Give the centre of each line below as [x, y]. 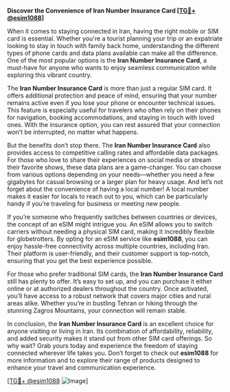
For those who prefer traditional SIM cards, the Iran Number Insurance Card [115, 274]
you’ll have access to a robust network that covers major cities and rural [109, 296]
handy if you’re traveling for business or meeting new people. [94, 204]
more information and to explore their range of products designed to [104, 360]
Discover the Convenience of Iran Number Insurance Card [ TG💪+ [101, 11]
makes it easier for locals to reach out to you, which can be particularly [107, 196]
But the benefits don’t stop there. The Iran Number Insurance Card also [109, 145]
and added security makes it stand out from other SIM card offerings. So [110, 338]
